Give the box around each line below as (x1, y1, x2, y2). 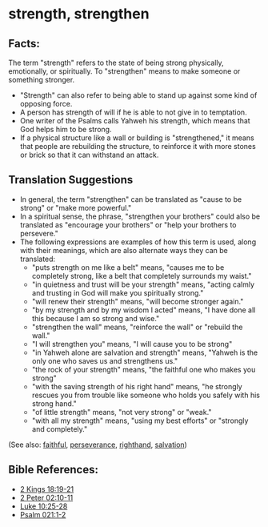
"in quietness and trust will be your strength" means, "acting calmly (31, 280, 254, 289)
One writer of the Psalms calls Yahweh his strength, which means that (19, 116, 250, 125)
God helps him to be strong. (19, 125, 112, 134)
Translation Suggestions (8, 173, 134, 187)
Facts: (8, 37, 40, 50)
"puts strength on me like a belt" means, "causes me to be (31, 262, 225, 272)
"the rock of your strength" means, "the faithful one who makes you (31, 364, 256, 374)
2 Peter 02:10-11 (19, 493, 74, 502)
